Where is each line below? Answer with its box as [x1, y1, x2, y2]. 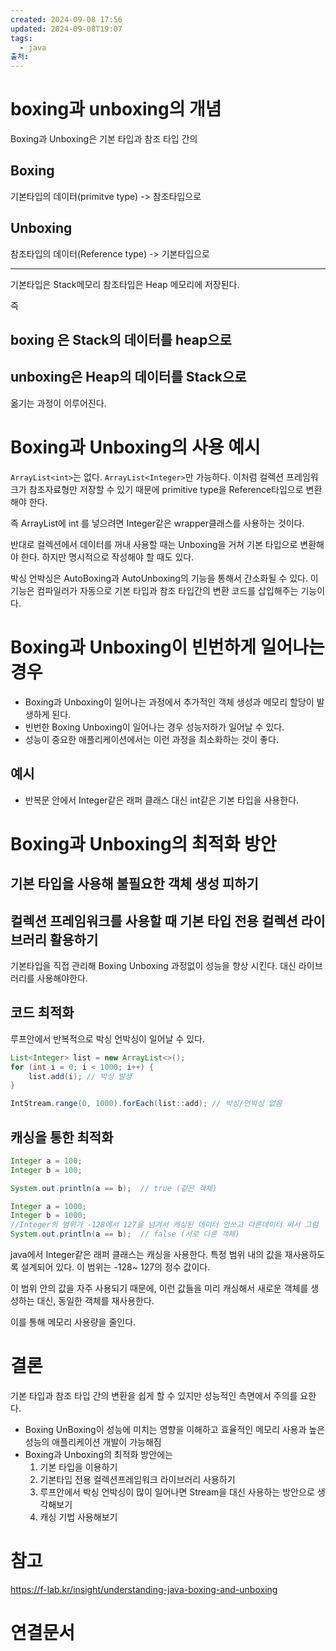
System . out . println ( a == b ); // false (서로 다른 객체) [10, 1229, 240, 1240]
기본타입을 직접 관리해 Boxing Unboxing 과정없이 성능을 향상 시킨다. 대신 [10, 959, 297, 971]
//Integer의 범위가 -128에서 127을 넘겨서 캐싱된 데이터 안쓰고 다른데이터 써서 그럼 [10, 1220, 319, 1230]
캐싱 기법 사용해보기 [39, 1511, 118, 1523]
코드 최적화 [10, 1004, 75, 1021]
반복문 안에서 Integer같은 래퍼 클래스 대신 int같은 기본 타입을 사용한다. [24, 794, 300, 806]
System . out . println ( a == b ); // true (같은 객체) [10, 1183, 218, 1193]
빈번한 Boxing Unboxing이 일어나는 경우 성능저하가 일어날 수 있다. [24, 721, 285, 733]
